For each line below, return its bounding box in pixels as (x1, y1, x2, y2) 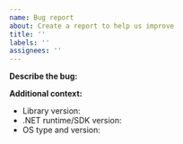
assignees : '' (9, 47, 63, 55)
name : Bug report (9, 13, 74, 22)
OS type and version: (22, 124, 100, 135)
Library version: (22, 106, 81, 116)
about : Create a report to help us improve (9, 21, 175, 30)
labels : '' (9, 38, 50, 47)
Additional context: (9, 89, 83, 99)
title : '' (9, 30, 47, 38)
